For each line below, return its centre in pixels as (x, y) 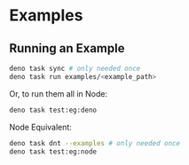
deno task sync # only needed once (75, 68)
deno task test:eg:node (53, 152)
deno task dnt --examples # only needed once (94, 143)
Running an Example (67, 48)
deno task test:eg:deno (53, 110)
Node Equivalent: (41, 127)
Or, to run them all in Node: (59, 93)
